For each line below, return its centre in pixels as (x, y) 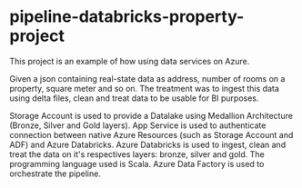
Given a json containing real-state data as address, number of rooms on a (147, 78)
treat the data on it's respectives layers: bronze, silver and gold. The (137, 154)
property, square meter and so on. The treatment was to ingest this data (145, 88)
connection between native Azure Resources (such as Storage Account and (151, 134)
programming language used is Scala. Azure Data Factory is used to (137, 163)
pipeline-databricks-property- (127, 17)
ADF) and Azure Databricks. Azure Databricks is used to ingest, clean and (148, 144)
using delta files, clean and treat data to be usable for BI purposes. (134, 98)
